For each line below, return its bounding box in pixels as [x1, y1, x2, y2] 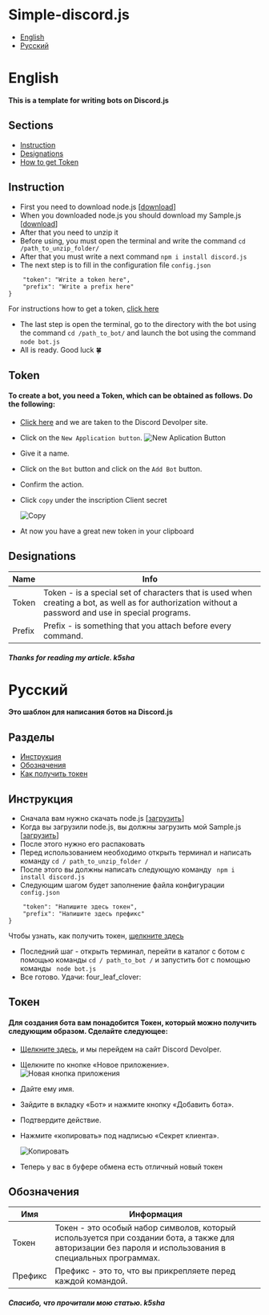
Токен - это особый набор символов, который [54, 1223, 236, 1234]
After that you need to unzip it [19, 227, 118, 237]
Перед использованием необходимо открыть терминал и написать [19, 847, 252, 857]
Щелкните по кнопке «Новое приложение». [19, 1060, 170, 1069]
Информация [129, 1209, 183, 1220]
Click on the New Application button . [19, 433, 143, 443]
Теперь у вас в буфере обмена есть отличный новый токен [19, 1162, 223, 1171]
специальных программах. [54, 1252, 160, 1264]
